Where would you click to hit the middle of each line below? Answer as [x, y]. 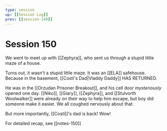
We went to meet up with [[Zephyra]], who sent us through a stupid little [80, 58]
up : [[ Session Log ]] [27, 15]
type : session [20, 10]
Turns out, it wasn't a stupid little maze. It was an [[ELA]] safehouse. [76, 73]
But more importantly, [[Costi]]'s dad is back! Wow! [58, 114]
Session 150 [31, 44]
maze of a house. [23, 63]
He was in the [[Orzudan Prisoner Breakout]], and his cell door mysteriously [83, 88]
